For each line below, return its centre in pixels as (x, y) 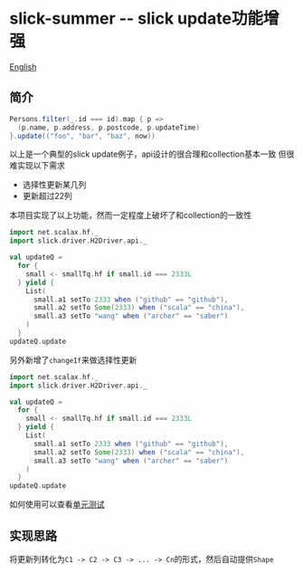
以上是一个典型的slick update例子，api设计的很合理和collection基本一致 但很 (152, 154)
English (23, 67)
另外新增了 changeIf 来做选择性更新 (73, 359)
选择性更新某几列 (54, 185)
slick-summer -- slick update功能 (137, 19)
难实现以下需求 (37, 166)
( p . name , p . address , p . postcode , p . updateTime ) (109, 128)
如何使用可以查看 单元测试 (57, 504)
